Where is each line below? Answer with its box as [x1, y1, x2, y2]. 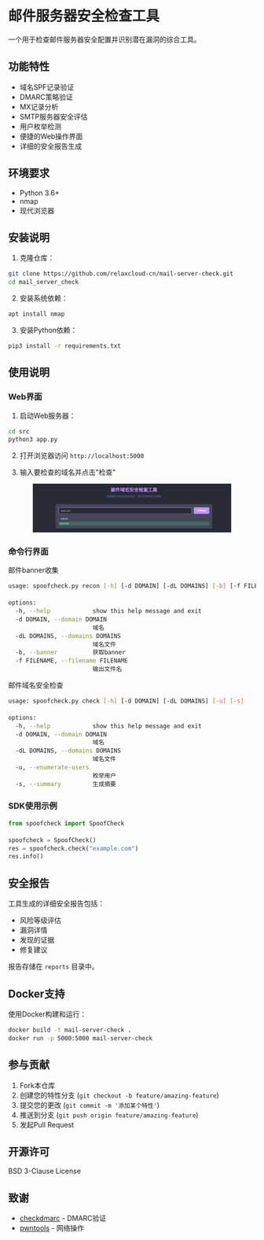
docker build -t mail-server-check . [8, 1026, 132, 1034]
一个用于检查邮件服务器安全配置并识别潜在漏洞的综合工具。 [8, 35, 201, 44]
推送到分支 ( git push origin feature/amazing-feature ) [19, 1110, 199, 1120]
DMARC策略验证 [19, 92, 73, 101]
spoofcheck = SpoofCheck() [8, 836, 97, 844]
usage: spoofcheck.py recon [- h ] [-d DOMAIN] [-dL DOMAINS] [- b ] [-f [8, 582, 241, 590]
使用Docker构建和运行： [8, 1009, 87, 1019]
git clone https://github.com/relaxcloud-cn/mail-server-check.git [8, 270, 234, 278]
